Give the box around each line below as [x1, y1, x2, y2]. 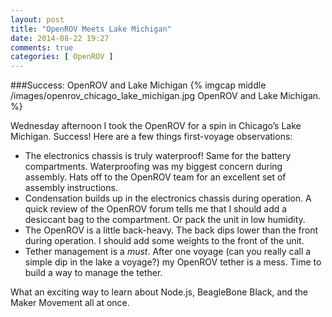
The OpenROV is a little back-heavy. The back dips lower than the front [24, 224, 319, 236]
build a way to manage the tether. [24, 267, 163, 279]
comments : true [10, 42, 74, 53]
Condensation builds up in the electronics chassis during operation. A [24, 192, 312, 205]
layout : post [10, 14, 65, 25]
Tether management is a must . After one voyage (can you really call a [24, 246, 312, 258]
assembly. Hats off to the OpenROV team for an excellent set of [24, 171, 287, 183]
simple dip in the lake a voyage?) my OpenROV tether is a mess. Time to [24, 256, 322, 268]
